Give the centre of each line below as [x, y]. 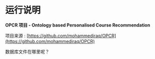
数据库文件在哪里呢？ [27, 51]
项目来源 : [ [17, 35]
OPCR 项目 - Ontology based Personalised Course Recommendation [78, 25]
